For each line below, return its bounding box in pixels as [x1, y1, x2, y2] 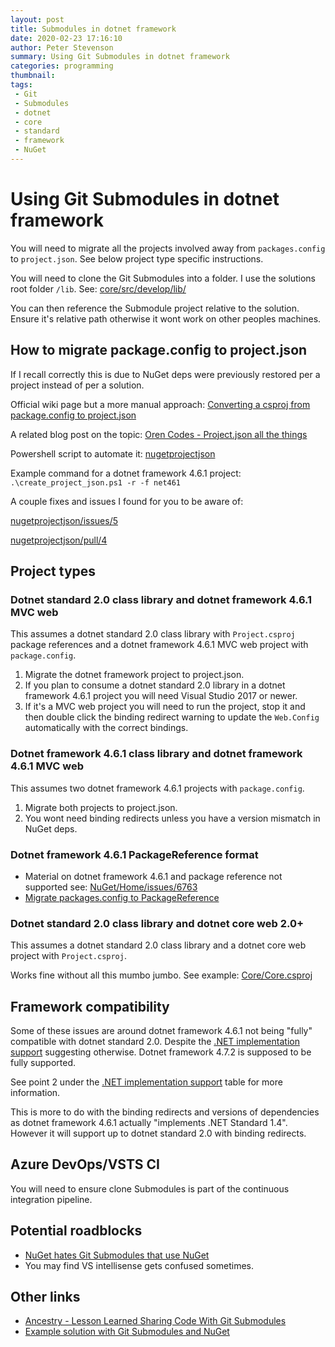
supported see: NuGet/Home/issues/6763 [24, 881, 198, 893]
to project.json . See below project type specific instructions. [10, 252, 264, 265]
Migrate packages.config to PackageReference [24, 891, 220, 903]
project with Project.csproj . [10, 950, 127, 962]
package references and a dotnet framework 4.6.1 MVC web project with [10, 639, 309, 651]
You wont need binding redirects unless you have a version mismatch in [24, 812, 321, 824]
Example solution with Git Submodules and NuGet [24, 1326, 230, 1338]
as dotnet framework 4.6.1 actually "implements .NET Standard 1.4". [10, 1117, 288, 1129]
